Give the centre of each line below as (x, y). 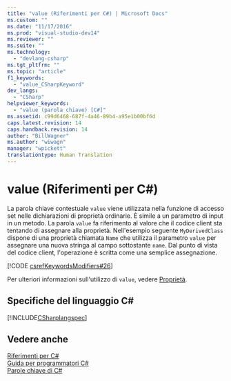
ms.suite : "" (26, 46)
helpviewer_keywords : (38, 104)
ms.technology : (29, 53)
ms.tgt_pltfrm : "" (33, 65)
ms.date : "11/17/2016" (40, 26)
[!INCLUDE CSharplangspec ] (47, 317)
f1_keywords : (26, 78)
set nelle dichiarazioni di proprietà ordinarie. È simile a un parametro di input (115, 216)
